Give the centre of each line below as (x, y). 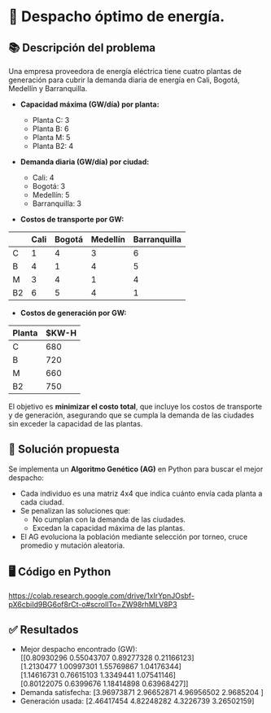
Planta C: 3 (51, 120)
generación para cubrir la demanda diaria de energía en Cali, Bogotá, (124, 80)
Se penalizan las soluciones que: (75, 510)
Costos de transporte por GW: (72, 219)
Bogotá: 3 (49, 186)
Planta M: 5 (51, 137)
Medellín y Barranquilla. (48, 88)
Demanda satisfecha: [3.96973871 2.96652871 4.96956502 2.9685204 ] (142, 693)
